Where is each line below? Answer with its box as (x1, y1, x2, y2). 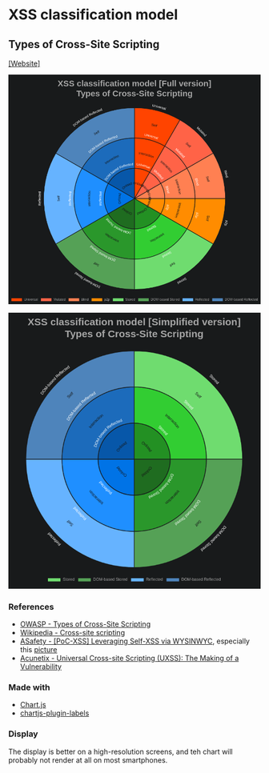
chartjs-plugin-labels (19, 708, 90, 718)
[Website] (8, 58, 41, 68)
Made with (8, 682, 50, 693)
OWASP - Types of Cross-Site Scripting (19, 619, 151, 629)
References (8, 601, 54, 612)
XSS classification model (8, 6, 179, 24)
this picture (19, 644, 58, 654)
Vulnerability (19, 662, 62, 671)
